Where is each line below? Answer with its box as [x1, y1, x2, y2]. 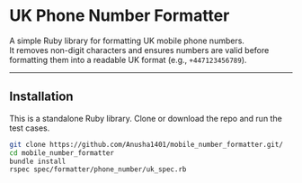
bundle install [9, 157, 67, 166]
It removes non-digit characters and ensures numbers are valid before [9, 44, 270, 55]
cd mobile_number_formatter [9, 148, 115, 158]
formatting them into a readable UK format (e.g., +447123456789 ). [9, 54, 247, 65]
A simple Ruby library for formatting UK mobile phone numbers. [9, 35, 245, 46]
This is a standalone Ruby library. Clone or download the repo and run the [9, 113, 283, 124]
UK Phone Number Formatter [9, 5, 230, 26]
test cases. [9, 123, 50, 133]
